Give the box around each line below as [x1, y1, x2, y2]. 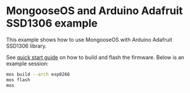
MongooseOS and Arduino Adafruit [6, 4, 183, 18]
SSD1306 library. [6, 42, 47, 49]
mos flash [6, 77, 31, 83]
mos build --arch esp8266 [6, 71, 70, 77]
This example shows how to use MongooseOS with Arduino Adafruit [6, 36, 173, 43]
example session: [6, 60, 49, 67]
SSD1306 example [6, 16, 98, 30]
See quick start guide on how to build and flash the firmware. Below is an [6, 54, 185, 61]
